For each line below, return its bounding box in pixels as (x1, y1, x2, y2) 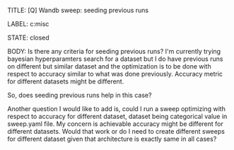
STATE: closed (7, 33, 49, 42)
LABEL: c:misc (7, 20, 49, 28)
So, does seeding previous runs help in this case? (7, 91, 152, 99)
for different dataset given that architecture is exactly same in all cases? (7, 134, 217, 143)
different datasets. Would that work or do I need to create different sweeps (7, 127, 225, 135)
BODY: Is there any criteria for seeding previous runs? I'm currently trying (7, 47, 221, 55)
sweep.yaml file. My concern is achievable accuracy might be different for (7, 120, 224, 128)
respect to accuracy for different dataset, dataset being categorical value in (7, 112, 228, 120)
